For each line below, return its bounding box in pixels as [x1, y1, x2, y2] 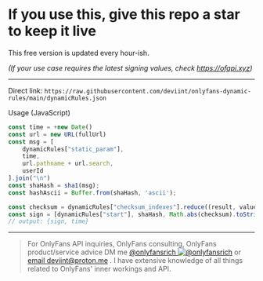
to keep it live [8, 22, 96, 40]
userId [22, 167, 44, 175]
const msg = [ [8, 137, 55, 146]
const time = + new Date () [8, 123, 92, 131]
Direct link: [8, 86, 43, 95]
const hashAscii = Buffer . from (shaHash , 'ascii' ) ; [8, 188, 177, 197]
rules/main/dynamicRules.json [8, 94, 107, 102]
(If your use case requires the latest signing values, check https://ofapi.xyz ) [8, 63, 253, 72]
